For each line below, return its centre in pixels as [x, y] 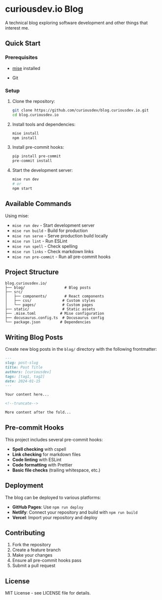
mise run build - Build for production [50, 231]
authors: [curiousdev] [28, 372]
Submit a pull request [34, 566]
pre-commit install [32, 161]
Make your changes [32, 555]
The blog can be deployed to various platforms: [53, 497]
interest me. [17, 28]
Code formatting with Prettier [42, 465]
